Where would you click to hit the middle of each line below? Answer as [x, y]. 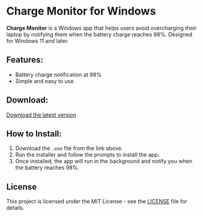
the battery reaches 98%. [47, 167]
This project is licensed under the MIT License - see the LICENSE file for [97, 201]
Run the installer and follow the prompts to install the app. [87, 155]
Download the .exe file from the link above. [69, 148]
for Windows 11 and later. [37, 41]
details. [15, 208]
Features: [25, 60]
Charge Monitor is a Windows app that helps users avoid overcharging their [101, 28]
